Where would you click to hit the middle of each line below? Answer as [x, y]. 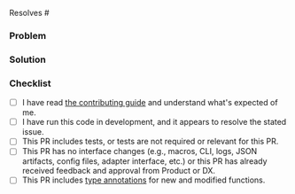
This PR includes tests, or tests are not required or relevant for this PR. [150, 142]
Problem [28, 35]
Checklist [30, 83]
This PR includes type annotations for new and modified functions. [144, 180]
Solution [28, 59]
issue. [33, 132]
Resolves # [30, 13]
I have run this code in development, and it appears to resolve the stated [154, 122]
